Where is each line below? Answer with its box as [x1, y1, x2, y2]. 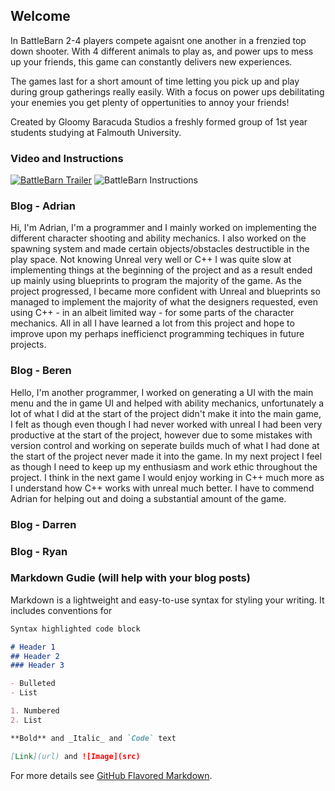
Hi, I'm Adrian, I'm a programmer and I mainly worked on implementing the [10, 222, 318, 234]
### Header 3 [10, 660, 65, 671]
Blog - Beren [10, 364, 72, 378]
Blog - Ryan [10, 544, 68, 558]
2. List [10, 715, 43, 725]
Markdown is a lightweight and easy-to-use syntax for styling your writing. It [10, 594, 325, 606]
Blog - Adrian [10, 199, 77, 213]
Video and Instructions [10, 151, 124, 165]
